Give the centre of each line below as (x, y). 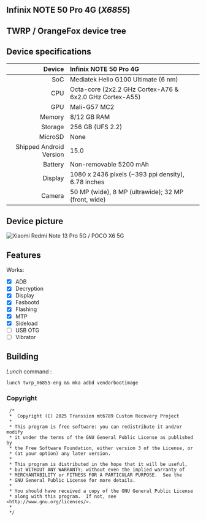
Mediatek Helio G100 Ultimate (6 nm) (124, 79)
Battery (53, 164)
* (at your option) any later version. (60, 453)
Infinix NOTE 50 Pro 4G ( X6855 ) (68, 10)
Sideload (26, 323)
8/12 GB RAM (90, 117)
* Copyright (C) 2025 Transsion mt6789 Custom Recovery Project (94, 416)
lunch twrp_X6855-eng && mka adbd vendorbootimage (72, 383)
